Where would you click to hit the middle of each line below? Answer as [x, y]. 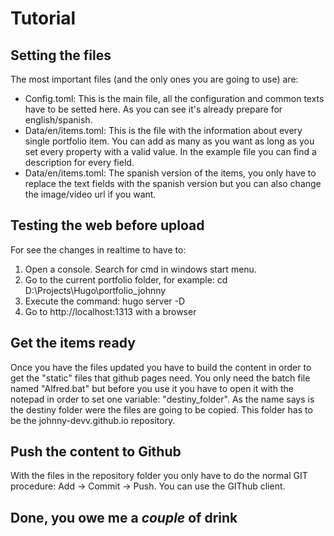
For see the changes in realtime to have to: [98, 249]
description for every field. [79, 162]
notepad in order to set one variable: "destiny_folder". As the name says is [162, 399]
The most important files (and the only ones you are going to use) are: [154, 79]
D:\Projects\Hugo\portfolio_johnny [95, 290]
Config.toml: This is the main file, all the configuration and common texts [174, 98]
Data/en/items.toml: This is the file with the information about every [163, 130]
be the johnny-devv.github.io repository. [93, 420]
